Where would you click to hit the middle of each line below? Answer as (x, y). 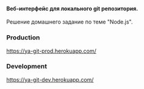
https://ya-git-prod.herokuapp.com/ (51, 51)
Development (27, 67)
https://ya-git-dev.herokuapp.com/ (50, 79)
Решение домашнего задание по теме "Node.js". (70, 22)
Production (23, 38)
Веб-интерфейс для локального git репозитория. (72, 8)
